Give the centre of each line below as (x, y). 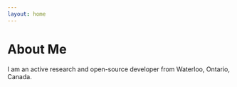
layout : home (27, 14)
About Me (37, 49)
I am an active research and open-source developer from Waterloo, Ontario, (118, 69)
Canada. (20, 76)
